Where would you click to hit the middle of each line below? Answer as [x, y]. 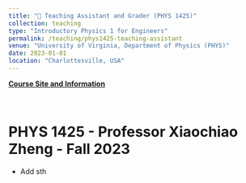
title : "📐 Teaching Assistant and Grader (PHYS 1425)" [103, 16]
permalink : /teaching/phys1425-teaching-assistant [95, 38]
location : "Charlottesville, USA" [67, 61]
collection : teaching [45, 23]
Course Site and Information [57, 83]
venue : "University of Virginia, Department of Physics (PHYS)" [119, 46]
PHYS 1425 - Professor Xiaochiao [123, 132]
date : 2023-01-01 [38, 53]
